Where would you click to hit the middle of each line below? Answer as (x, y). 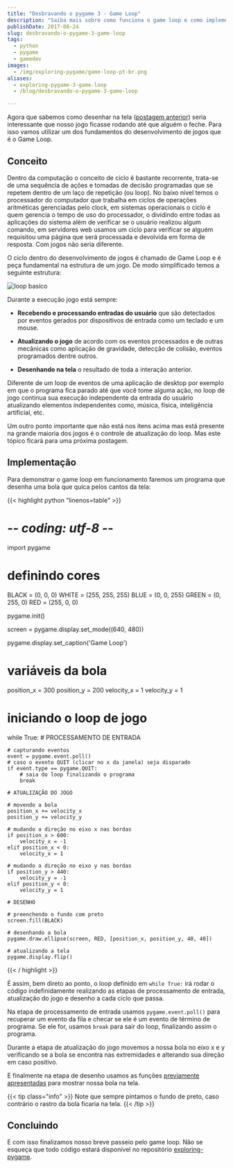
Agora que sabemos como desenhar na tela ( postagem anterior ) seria (107, 117)
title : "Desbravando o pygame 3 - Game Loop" (74, 14)
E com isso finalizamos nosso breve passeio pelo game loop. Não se (105, 1142)
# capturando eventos (38, 750)
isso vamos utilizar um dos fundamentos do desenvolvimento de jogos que (114, 132)
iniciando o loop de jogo (77, 718)
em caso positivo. (32, 1062)
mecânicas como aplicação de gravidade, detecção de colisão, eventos (120, 348)
